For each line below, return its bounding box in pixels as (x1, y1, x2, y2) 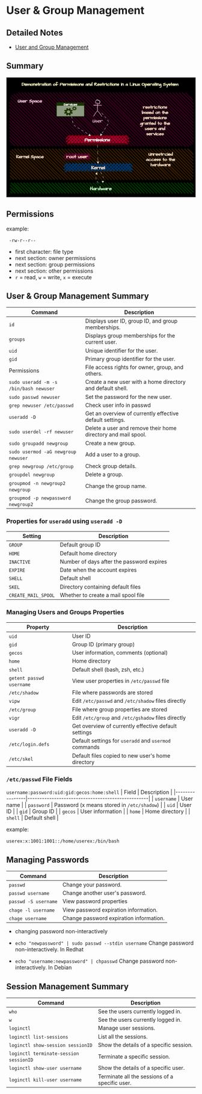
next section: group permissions (14, 261, 95, 268)
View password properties (62, 898, 128, 905)
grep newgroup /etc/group (8, 464, 74, 470)
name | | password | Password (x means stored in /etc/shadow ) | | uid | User (6, 802, 192, 809)
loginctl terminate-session (8, 1051, 79, 1057)
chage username (8, 915, 47, 921)
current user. (85, 338, 117, 346)
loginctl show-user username (8, 1066, 82, 1072)
